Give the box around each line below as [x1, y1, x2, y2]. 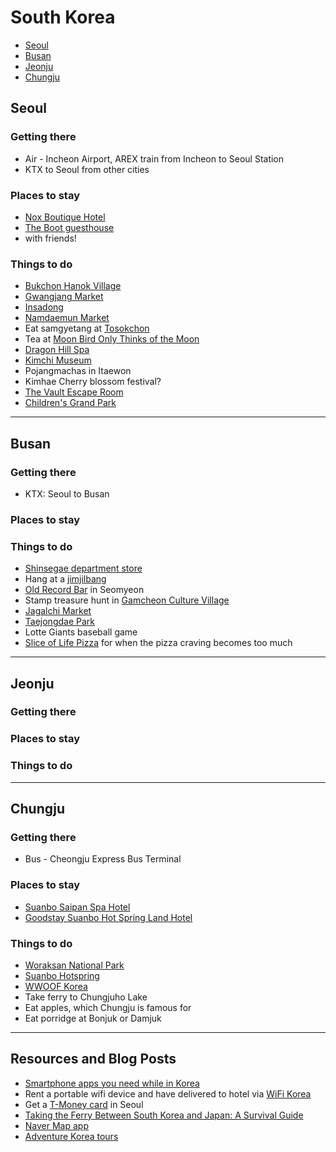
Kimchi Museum [24, 354, 92, 366]
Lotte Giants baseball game [24, 626, 138, 638]
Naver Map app [24, 1119, 89, 1131]
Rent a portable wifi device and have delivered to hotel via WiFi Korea [24, 1087, 312, 1100]
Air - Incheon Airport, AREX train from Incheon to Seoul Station [24, 152, 285, 165]
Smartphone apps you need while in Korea [24, 1077, 200, 1089]
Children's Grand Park [24, 397, 117, 409]
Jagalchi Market [24, 605, 92, 617]
